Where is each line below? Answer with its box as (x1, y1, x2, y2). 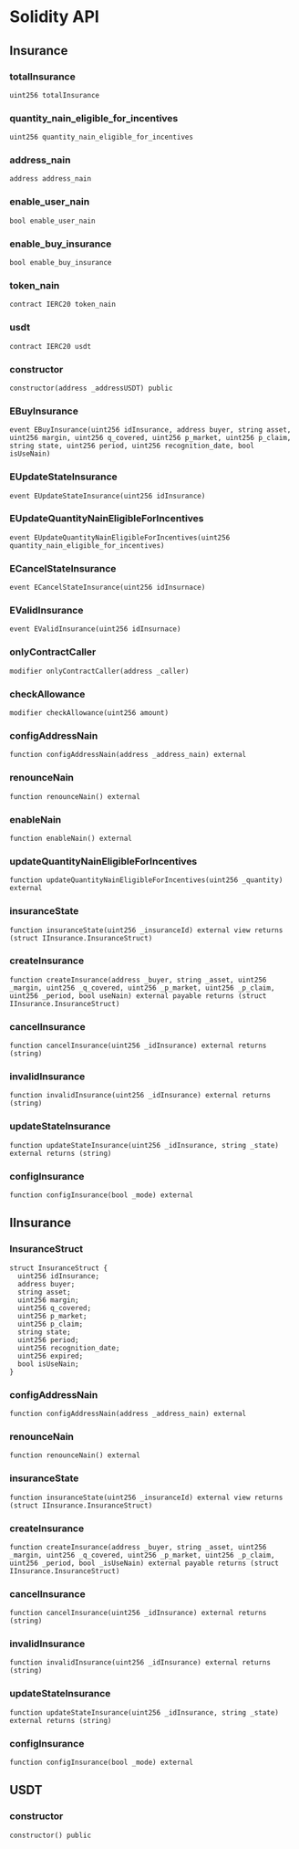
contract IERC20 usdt (9, 341, 92, 351)
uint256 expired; (17, 1351, 84, 1360)
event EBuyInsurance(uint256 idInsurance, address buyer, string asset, (9, 425, 292, 435)
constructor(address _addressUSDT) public (9, 383, 173, 393)
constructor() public (9, 1831, 92, 1840)
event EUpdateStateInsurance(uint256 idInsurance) (9, 491, 206, 500)
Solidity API (9, 6, 100, 27)
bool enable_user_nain (9, 216, 96, 226)
